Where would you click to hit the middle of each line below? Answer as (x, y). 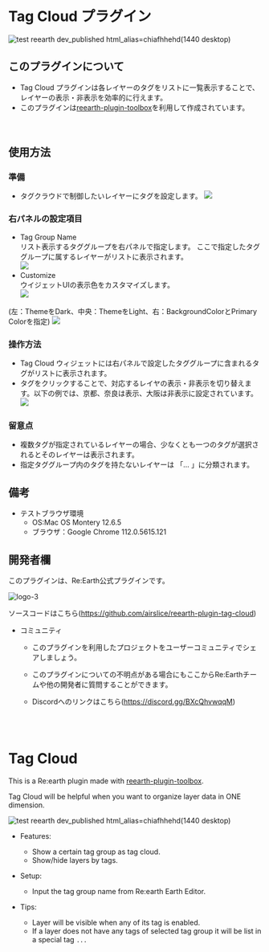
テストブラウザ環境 (52, 513)
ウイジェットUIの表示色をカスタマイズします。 (97, 284)
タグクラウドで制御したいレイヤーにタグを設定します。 (111, 196)
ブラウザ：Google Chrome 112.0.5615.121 (99, 532)
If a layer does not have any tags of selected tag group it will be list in (147, 931)
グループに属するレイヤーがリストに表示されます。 (104, 256)
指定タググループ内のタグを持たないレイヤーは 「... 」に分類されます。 (137, 465)
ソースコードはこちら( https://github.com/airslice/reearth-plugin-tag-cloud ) (132, 613)
